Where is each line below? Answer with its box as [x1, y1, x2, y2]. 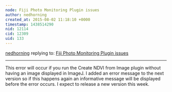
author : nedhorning [5, 12, 47, 17]
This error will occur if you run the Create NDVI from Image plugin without [5, 64, 161, 71]
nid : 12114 [5, 27, 29, 32]
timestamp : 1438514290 [5, 21, 54, 27]
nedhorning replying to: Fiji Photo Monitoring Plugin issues [5, 50, 129, 56]
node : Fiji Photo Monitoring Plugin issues [5, 7, 100, 13]
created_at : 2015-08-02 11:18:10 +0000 [5, 17, 91, 22]
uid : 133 [5, 36, 24, 41]
